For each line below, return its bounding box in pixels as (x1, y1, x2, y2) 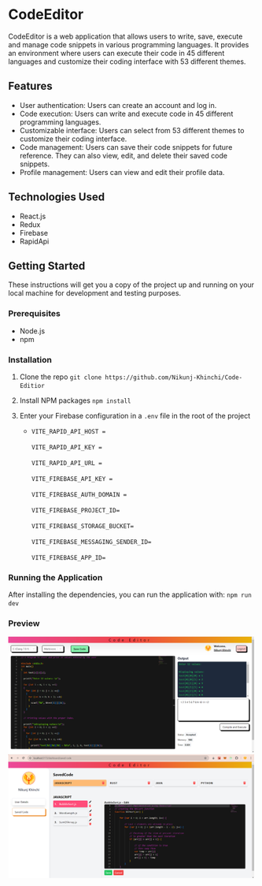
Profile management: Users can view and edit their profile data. (19, 167, 225, 177)
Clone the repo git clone (19, 372, 102, 382)
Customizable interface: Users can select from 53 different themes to (19, 125, 245, 135)
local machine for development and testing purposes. (8, 289, 182, 298)
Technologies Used (8, 191, 105, 204)
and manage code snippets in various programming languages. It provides (8, 39, 249, 49)
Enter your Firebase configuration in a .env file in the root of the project (19, 411, 251, 420)
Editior (19, 382, 45, 389)
